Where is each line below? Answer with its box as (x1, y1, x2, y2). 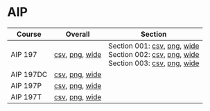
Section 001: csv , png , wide (108, 41, 200, 51)
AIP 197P (10, 80, 42, 90)
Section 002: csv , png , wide (108, 49, 200, 59)
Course (16, 29, 42, 39)
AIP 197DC (10, 69, 48, 79)
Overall (65, 29, 90, 39)
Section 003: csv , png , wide (108, 58, 200, 68)
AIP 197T (10, 92, 42, 101)
